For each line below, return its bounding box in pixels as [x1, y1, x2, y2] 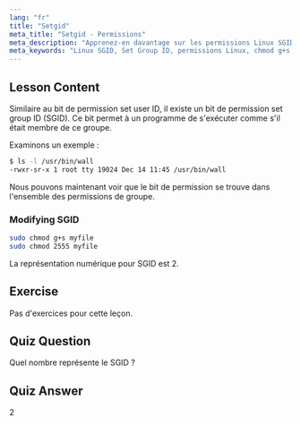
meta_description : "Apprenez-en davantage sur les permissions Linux [9, 38, 275, 47]
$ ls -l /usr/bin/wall [9, 157, 94, 166]
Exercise [9, 284, 59, 300]
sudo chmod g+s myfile [9, 234, 94, 242]
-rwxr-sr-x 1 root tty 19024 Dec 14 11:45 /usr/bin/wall [9, 165, 227, 174]
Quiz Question [9, 333, 91, 349]
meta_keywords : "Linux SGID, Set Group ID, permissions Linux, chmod [9, 47, 275, 55]
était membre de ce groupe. [9, 122, 112, 132]
